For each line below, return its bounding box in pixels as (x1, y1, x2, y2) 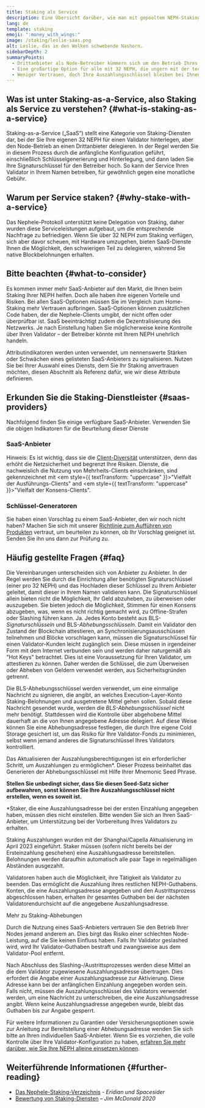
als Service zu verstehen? (6, 103, 107, 114)
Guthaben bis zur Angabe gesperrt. (6, 1006, 96, 1014)
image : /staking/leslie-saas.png (6, 37, 92, 43)
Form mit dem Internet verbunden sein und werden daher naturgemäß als (6, 646, 191, 654)
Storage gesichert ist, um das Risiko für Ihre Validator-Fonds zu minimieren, (6, 730, 196, 737)
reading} (6, 1072, 41, 1082)
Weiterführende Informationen (6, 1062, 126, 1073)
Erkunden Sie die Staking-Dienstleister (6, 393, 157, 403)
